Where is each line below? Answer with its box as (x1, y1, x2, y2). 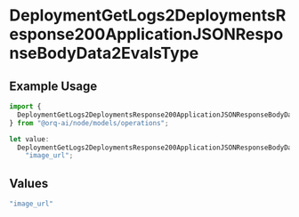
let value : (9, 134, 50, 143)
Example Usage (9, 78, 98, 93)
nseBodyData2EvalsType (9, 44, 199, 63)
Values (9, 175, 49, 191)
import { (9, 102, 42, 111)
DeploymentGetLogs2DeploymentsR (9, 5, 287, 26)
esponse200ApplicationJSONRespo (9, 24, 284, 44)
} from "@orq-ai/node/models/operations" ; (9, 118, 169, 127)
